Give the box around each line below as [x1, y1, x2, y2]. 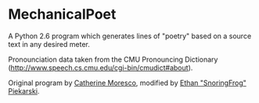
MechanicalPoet [8, 5, 117, 23]
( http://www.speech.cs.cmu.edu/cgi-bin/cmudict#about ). [8, 62, 193, 72]
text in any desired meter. [8, 39, 90, 48]
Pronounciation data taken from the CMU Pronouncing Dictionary [8, 55, 218, 64]
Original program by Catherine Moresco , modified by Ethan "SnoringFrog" [8, 78, 246, 87]
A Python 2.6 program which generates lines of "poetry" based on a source [8, 31, 252, 41]
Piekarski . [8, 86, 40, 95]
